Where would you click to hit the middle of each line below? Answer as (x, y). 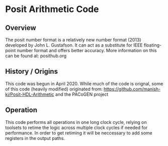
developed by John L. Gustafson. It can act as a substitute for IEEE (74, 45)
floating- (153, 45)
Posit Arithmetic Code (52, 9)
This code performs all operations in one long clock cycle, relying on (76, 122)
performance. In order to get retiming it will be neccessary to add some (79, 133)
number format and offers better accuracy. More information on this (87, 50)
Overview (21, 28)
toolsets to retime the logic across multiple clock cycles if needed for (76, 127)
